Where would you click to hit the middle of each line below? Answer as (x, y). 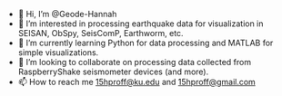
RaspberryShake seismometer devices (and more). (113, 72)
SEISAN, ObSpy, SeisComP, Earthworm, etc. (101, 33)
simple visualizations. (58, 53)
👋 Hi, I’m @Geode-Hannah (67, 14)
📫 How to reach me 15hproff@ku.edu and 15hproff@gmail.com (137, 82)
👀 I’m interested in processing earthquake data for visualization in (141, 24)
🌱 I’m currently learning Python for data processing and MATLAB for (146, 43)
